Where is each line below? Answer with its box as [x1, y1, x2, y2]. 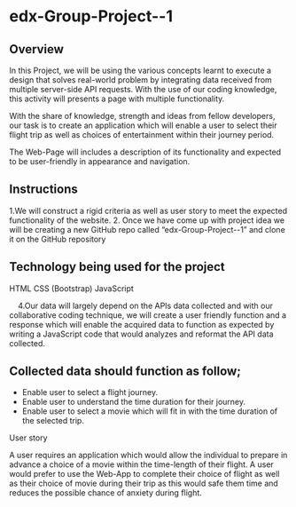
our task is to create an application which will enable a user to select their [9, 120, 277, 131]
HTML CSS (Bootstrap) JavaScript [9, 282, 135, 294]
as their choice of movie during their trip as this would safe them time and [9, 478, 279, 489]
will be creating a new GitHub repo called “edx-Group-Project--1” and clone [9, 224, 285, 234]
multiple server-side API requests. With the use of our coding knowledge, [9, 84, 277, 94]
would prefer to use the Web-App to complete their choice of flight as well [9, 469, 280, 479]
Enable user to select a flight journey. [21, 387, 158, 398]
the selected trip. [21, 416, 84, 426]
